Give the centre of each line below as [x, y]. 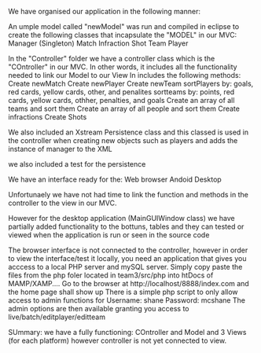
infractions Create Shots [48, 117]
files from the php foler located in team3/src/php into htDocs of [111, 275]
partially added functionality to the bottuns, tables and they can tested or [126, 226]
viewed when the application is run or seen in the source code [109, 235]
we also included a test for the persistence [77, 164]
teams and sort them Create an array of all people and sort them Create [124, 108]
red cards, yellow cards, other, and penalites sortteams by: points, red [121, 92]
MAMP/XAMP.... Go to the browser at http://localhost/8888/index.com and [129, 283]
